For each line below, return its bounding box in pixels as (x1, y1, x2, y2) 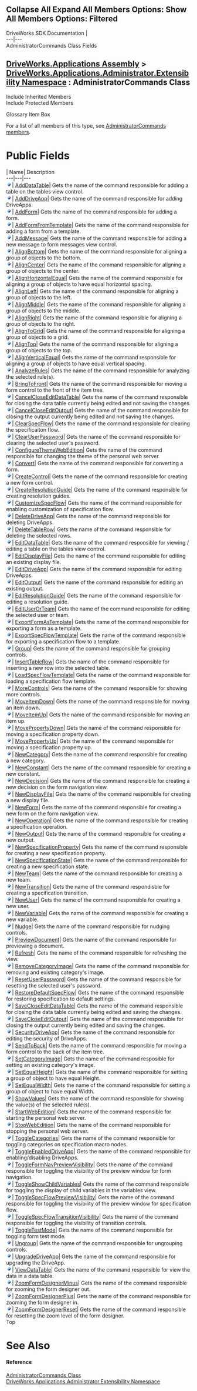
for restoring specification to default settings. (6, 995, 116, 1002)
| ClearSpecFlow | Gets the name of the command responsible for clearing (12, 420, 191, 427)
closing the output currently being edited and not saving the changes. (6, 413, 175, 420)
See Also (6, 1339, 50, 1352)
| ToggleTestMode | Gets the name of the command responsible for (12, 1226, 173, 1233)
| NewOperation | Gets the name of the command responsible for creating (12, 817, 189, 824)
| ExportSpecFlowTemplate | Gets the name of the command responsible (12, 632, 186, 639)
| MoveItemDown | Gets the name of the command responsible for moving (12, 698, 189, 705)
